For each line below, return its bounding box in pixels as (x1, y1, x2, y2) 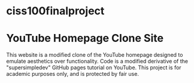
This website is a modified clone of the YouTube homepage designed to (6, 51, 183, 59)
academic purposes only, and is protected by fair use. (6, 70, 140, 78)
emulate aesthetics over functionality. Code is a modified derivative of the (6, 58, 189, 65)
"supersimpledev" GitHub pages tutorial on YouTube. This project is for (6, 64, 181, 71)
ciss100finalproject (6, 4, 105, 18)
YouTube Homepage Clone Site (6, 32, 163, 45)
